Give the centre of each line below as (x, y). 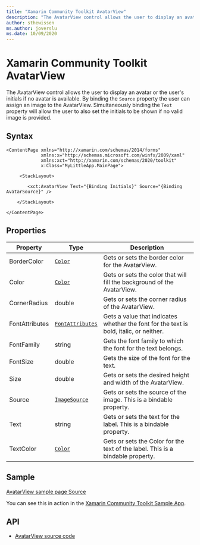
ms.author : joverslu (32, 28)
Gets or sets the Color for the (144, 441)
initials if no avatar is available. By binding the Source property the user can (98, 99)
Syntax (20, 137)
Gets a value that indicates (140, 316)
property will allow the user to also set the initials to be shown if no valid (95, 111)
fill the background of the (138, 282)
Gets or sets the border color (143, 258)
